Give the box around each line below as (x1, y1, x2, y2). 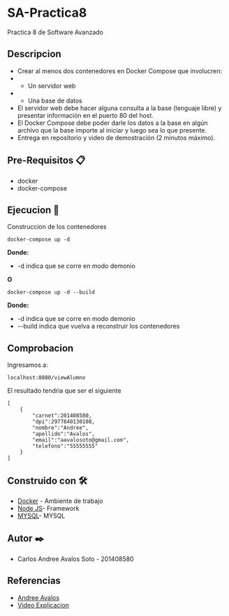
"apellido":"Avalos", (32, 430, 96, 437)
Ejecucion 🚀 (7, 204, 60, 216)
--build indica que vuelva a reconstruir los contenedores (17, 322, 180, 331)
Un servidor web (27, 82, 76, 90)
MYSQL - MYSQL (17, 511, 66, 520)
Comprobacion (7, 342, 74, 354)
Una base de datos (27, 96, 82, 105)
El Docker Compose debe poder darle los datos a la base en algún (17, 119, 208, 127)
